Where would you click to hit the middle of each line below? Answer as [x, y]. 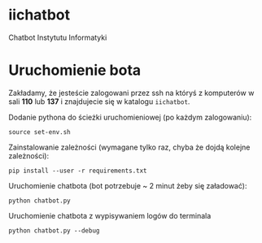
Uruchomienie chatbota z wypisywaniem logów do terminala [110, 215]
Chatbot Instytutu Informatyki [58, 37]
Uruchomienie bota [75, 70]
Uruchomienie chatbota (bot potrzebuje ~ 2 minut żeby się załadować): [128, 185]
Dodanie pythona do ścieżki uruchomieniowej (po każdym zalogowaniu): [130, 117]
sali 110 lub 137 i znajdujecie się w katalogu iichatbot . [99, 101]
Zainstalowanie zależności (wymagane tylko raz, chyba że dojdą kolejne [129, 147]
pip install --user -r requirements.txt [78, 171]
